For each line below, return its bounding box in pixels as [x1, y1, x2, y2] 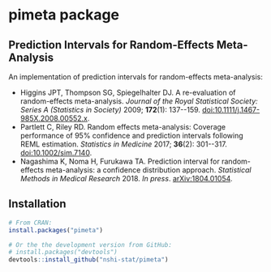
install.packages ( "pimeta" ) [8, 226, 104, 234]
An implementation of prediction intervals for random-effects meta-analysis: [8, 72, 264, 82]
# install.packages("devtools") [8, 249, 118, 257]
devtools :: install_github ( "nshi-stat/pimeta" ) [8, 256, 169, 264]
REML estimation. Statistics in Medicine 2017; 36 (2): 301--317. [19, 139, 227, 149]
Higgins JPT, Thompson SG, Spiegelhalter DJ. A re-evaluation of [19, 87, 237, 97]
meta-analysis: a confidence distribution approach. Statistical [45, 165, 252, 175]
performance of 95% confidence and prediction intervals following [19, 131, 243, 140]
